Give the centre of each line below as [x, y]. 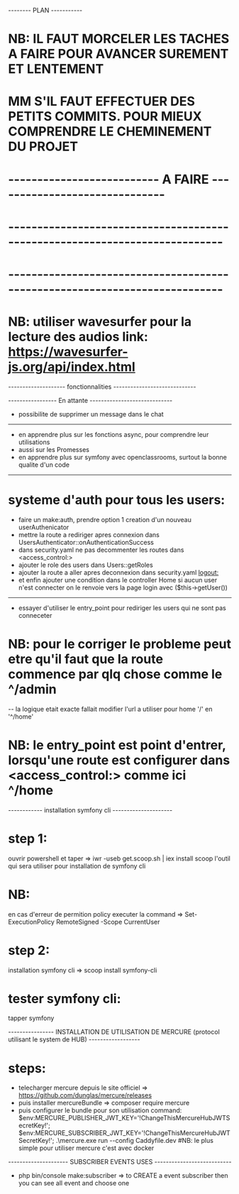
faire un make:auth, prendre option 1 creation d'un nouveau [105, 519]
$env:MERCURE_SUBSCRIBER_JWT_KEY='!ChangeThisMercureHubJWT [124, 1133]
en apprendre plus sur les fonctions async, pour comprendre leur [113, 434]
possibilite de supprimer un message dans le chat [91, 414]
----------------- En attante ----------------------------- [90, 400]
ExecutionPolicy [32, 922]
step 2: [29, 950]
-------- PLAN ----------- [45, 10]
